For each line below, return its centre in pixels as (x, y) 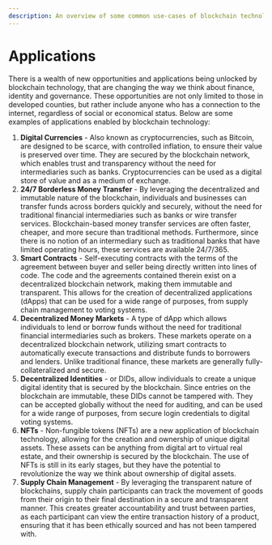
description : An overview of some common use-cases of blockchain (123, 16)
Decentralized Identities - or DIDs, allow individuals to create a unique (138, 379)
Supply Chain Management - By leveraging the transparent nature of (136, 482)
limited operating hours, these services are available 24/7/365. (124, 249)
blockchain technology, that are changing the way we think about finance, (132, 87)
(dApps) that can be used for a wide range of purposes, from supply (134, 301)
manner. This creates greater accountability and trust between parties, (138, 508)
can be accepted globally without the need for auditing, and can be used (141, 404)
